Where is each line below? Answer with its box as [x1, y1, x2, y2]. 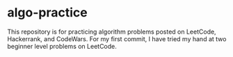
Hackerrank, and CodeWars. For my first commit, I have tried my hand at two [7, 34, 227, 43]
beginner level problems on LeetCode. [7, 42, 117, 50]
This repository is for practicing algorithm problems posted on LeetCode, [7, 27, 217, 36]
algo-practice [7, 5, 88, 21]
